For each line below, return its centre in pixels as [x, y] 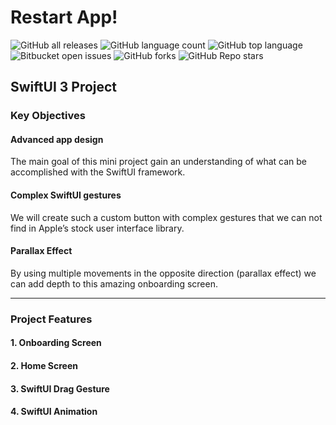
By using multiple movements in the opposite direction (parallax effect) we [163, 273]
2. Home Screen [44, 365]
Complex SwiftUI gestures [66, 195]
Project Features [51, 319]
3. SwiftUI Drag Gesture [60, 388]
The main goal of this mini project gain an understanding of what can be [159, 162]
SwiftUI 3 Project [64, 87]
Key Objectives [48, 116]
